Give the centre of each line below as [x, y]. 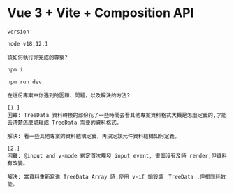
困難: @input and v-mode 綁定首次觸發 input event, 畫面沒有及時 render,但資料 [117, 155]
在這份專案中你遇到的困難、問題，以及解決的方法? [69, 95]
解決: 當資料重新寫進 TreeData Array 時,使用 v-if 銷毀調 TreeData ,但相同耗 [114, 176]
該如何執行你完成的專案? [37, 57]
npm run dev [24, 82]
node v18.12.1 [28, 43]
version [19, 32]
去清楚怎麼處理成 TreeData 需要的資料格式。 [65, 123]
